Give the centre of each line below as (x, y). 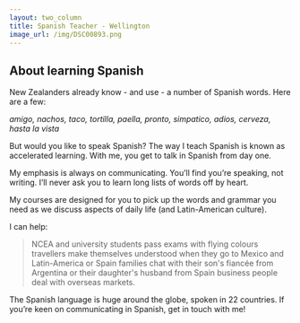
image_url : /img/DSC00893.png (66, 34)
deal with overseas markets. (83, 283)
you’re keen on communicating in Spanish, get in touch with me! (128, 310)
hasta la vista (34, 129)
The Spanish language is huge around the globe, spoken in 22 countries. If (147, 300)
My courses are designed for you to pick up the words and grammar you (143, 200)
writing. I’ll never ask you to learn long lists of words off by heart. (129, 183)
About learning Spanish (77, 70)
